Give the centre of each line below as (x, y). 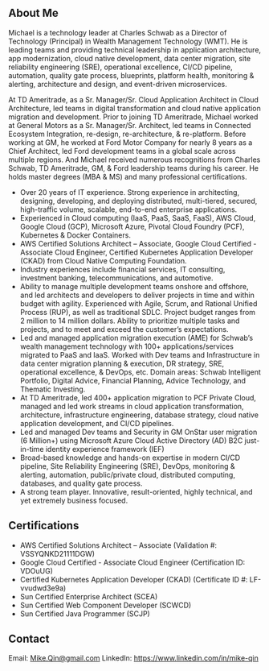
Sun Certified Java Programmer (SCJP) (85, 613)
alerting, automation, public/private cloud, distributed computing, (127, 474)
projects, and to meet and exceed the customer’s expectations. (124, 329)
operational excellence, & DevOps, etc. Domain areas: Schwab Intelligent (140, 372)
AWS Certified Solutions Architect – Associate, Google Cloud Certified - (138, 243)
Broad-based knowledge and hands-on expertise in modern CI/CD (130, 458)
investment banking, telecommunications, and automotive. (116, 278)
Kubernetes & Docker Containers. (75, 235)
